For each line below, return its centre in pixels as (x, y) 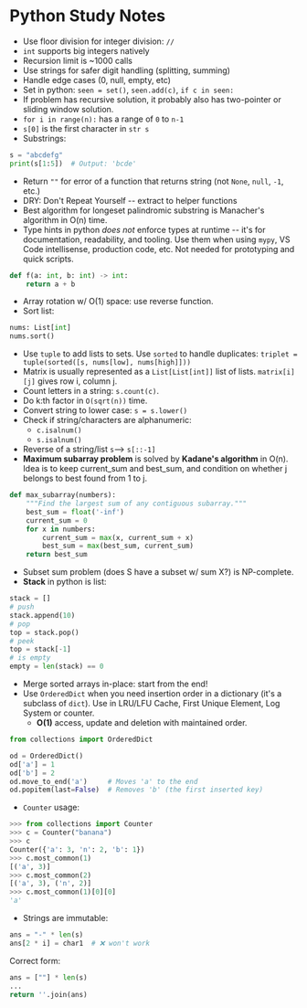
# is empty (30, 658)
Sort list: (38, 311)
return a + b (51, 284)
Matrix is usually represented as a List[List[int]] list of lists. (139, 372)
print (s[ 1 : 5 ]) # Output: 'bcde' (73, 164)
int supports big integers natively (86, 50)
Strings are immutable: (65, 918)
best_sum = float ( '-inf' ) (75, 512)
